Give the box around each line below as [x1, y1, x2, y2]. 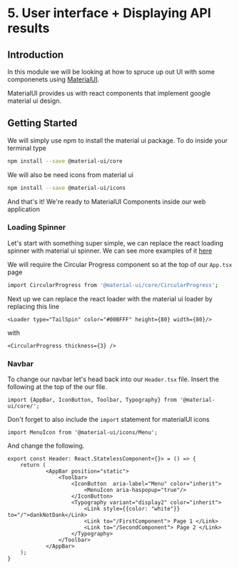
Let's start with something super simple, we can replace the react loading [7, 238, 223, 247]
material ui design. [7, 96, 62, 105]
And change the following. [7, 441, 85, 450]
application [7, 205, 41, 213]
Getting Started [7, 117, 78, 129]
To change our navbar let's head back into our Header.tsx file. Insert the [7, 375, 220, 383]
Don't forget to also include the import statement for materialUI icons [7, 416, 210, 424]
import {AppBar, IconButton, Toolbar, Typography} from [7, 396, 177, 404]
